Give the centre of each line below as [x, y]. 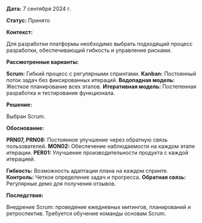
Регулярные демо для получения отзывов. [61, 183]
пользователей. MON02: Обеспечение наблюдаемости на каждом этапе [101, 146]
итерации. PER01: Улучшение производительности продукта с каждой [97, 153]
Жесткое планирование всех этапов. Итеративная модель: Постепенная [101, 86]
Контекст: [20, 32]
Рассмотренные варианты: [43, 62]
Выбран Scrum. [26, 116]
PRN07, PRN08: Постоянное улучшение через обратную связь [87, 140]
